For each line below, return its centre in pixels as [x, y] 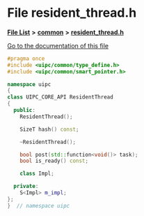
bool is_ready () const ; [54, 161]
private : [26, 187]
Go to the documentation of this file [58, 45]
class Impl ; [37, 174]
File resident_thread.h [72, 13]
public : [25, 110]
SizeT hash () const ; [49, 129]
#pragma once [26, 58]
